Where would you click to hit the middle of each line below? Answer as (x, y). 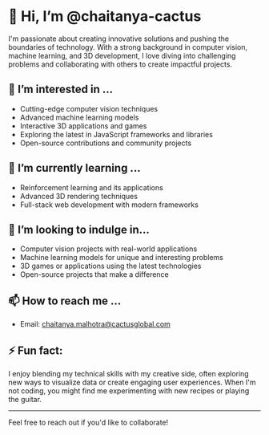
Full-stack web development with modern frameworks (109, 205)
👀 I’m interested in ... (61, 89)
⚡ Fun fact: (36, 350)
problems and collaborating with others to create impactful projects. (120, 64)
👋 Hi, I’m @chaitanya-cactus (105, 16)
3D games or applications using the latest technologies (110, 266)
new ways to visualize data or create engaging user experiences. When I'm (132, 382)
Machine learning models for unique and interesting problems (122, 258)
